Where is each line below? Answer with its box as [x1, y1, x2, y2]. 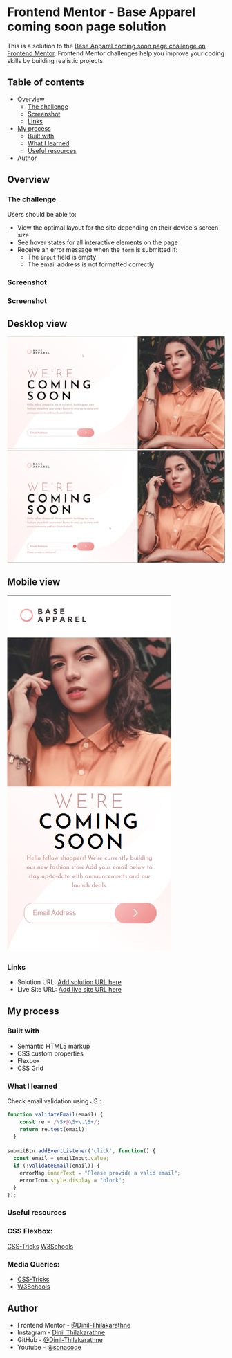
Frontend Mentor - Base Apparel [7, 4, 196, 20]
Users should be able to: [7, 210, 77, 219]
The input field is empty [27, 253, 97, 262]
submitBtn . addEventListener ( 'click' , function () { [7, 1148, 156, 1155]
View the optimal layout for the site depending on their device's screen [17, 224, 219, 232]
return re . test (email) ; [19, 1125, 88, 1132]
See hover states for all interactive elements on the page [17, 238, 178, 246]
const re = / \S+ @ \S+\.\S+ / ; [19, 1119, 100, 1125]
